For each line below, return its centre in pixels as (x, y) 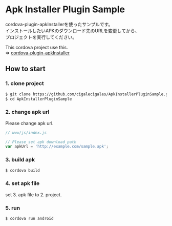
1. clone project (25, 84)
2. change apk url (27, 112)
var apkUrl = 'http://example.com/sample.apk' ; (57, 147)
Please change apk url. (29, 123)
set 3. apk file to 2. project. (34, 194)
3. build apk (20, 160)
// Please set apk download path (41, 142)
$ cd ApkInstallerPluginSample (39, 99)
